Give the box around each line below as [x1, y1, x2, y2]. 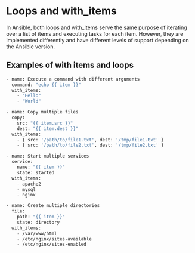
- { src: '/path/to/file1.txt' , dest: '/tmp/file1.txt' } [17, 137, 164, 143]
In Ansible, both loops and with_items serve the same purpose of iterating [6, 24, 187, 31]
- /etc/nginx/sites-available [17, 236, 92, 242]
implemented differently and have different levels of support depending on [6, 36, 189, 44]
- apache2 [17, 181, 42, 187]
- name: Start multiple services [6, 153, 89, 159]
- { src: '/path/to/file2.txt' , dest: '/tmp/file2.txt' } [17, 142, 164, 149]
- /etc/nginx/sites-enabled [17, 242, 86, 248]
